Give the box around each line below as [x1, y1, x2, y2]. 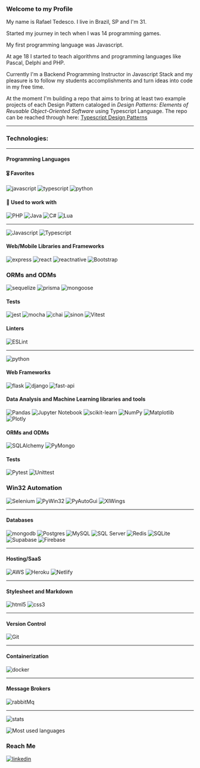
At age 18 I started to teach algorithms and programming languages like [6, 53, 182, 60]
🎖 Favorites [6, 169, 35, 177]
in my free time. [6, 83, 45, 90]
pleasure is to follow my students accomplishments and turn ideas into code [6, 77, 193, 85]
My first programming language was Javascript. [6, 41, 124, 49]
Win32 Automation [6, 484, 62, 492]
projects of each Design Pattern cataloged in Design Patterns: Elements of [6, 101, 189, 108]
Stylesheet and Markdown [6, 588, 73, 595]
